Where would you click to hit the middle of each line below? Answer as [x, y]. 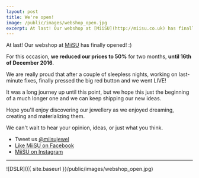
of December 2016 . [30, 63]
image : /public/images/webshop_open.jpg [57, 23]
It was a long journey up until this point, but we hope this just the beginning [98, 92]
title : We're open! [30, 17]
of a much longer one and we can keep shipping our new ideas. [84, 98]
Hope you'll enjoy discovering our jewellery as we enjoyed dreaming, [90, 110]
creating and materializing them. [46, 116]
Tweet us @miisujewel [42, 139]
